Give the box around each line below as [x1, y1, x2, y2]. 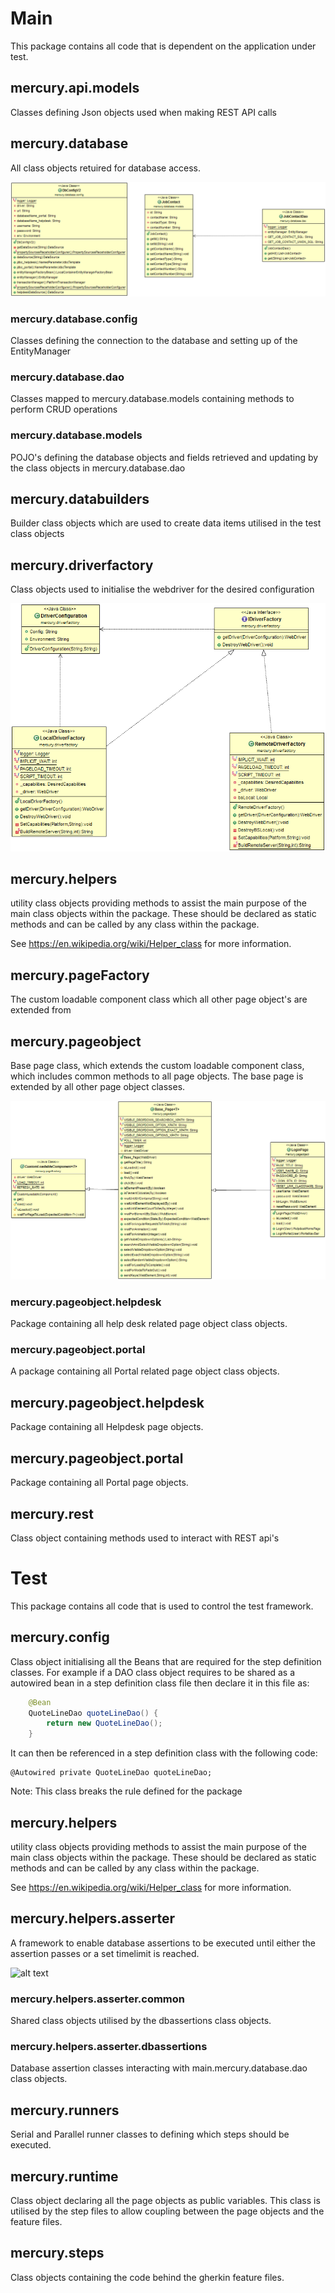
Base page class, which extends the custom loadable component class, [10, 1059, 305, 1071]
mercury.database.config [10, 312, 138, 326]
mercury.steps [10, 2245, 105, 2262]
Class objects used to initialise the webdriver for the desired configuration [10, 583, 315, 596]
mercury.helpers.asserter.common [10, 1992, 186, 2006]
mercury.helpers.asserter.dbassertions [10, 2040, 208, 2054]
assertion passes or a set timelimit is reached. [10, 1947, 200, 1959]
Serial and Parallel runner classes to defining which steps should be [10, 2128, 290, 2141]
